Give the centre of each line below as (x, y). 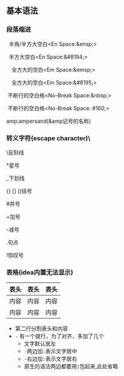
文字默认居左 (40, 344)
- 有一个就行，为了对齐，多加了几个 (59, 336)
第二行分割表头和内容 (41, 329)
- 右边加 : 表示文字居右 (50, 359)
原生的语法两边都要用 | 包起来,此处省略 (71, 366)
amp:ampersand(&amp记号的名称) (49, 121)
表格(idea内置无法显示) (40, 272)
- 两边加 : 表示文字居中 (50, 351)
